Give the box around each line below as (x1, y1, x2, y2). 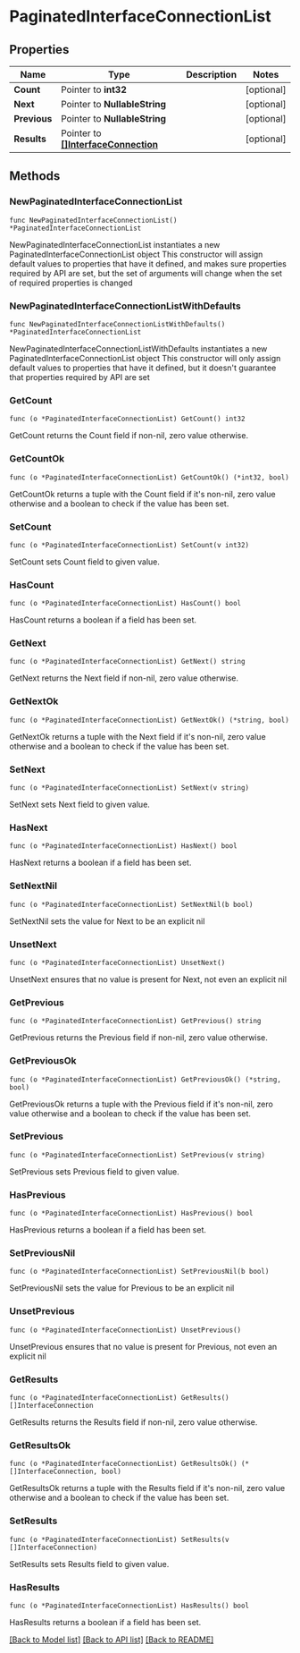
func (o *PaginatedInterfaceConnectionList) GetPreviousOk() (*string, (9, 1075, 281, 1084)
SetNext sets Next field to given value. (9, 799, 150, 810)
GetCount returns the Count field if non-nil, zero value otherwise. (9, 430, 248, 441)
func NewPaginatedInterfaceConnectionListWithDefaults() (9, 319, 226, 328)
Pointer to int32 (61, 83, 127, 96)
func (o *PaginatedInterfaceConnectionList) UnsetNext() (9, 958, 226, 967)
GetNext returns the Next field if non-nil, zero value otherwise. (9, 673, 239, 683)
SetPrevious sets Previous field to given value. (9, 1166, 180, 1177)
